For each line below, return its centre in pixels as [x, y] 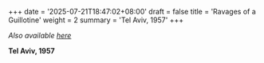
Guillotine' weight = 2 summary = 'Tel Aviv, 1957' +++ [96, 20]
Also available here [40, 35]
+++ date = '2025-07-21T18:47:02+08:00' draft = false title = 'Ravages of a [132, 12]
